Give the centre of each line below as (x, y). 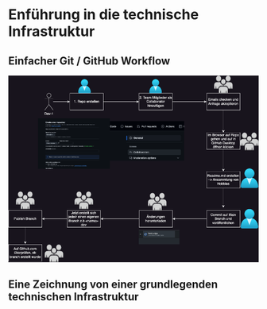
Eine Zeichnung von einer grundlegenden (113, 285)
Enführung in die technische (104, 15)
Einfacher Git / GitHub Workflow (89, 61)
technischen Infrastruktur (74, 297)
